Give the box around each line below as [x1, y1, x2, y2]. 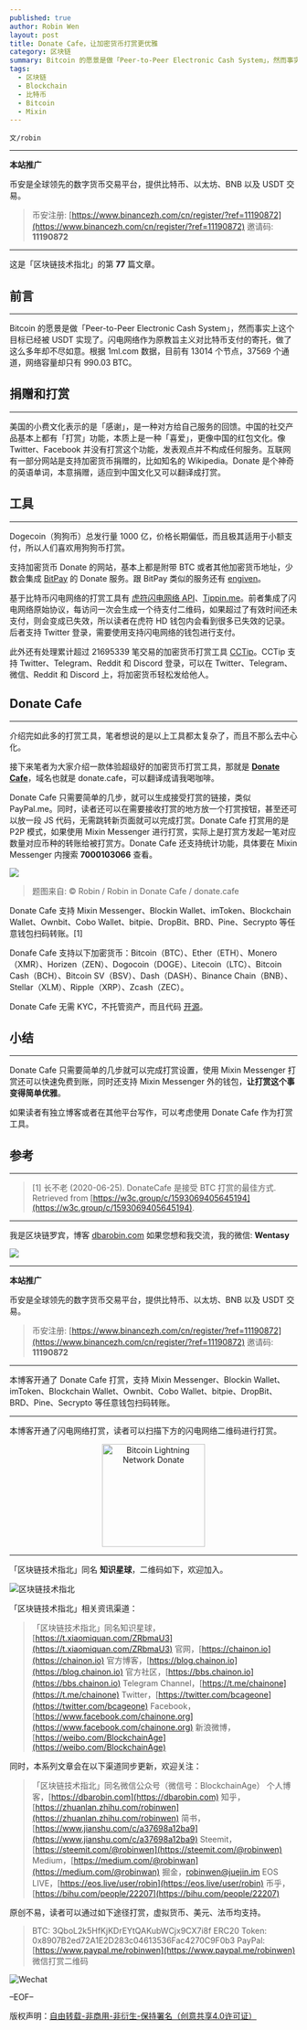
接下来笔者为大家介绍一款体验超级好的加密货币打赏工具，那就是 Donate [9, 761, 281, 772]
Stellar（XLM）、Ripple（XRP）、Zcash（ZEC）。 [9, 981, 189, 992]
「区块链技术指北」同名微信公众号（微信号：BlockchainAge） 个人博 [31, 1780, 291, 1791]
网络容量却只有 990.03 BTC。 [25, 358, 137, 369]
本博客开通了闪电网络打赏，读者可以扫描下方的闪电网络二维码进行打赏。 [9, 1426, 281, 1437]
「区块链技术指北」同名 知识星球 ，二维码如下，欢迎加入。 [9, 1565, 228, 1576]
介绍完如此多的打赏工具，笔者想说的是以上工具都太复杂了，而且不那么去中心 [9, 730, 298, 741]
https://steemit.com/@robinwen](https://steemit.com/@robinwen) [35, 1844, 283, 1855]
